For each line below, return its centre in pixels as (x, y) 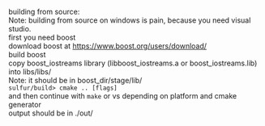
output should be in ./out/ (51, 113)
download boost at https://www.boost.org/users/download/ (108, 46)
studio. (20, 29)
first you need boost (42, 37)
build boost (27, 55)
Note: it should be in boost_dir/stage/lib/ (75, 80)
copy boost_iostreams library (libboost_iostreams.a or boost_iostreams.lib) (133, 63)
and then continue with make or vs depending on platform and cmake (123, 96)
